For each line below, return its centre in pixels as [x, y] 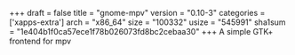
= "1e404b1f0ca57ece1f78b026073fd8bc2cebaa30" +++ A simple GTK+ [141, 31]
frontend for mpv [40, 41]
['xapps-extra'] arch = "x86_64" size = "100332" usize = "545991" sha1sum [147, 22]
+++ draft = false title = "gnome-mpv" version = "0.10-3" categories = [137, 13]
